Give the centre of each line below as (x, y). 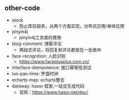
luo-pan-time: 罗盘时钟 (35, 73)
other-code (22, 8)
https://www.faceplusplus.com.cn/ (54, 61)
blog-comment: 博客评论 (37, 44)
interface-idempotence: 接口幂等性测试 (51, 67)
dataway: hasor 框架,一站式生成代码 (48, 86)
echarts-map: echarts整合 (38, 80)
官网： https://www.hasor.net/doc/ (53, 92)
